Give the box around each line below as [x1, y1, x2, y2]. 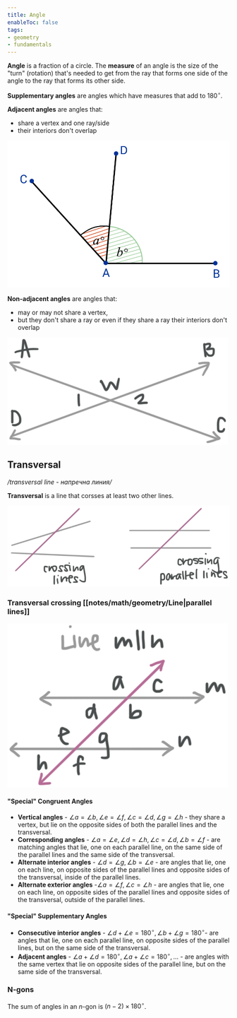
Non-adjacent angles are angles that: [7, 294, 118, 303]
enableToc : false [7, 18, 59, 26]
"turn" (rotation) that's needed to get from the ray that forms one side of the [7, 69, 228, 78]
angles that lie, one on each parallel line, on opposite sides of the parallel [17, 936, 230, 945]
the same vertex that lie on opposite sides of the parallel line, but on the [17, 959, 226, 968]
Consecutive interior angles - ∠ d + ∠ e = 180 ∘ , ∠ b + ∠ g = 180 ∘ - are [17, 928, 219, 937]
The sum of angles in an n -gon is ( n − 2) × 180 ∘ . [7, 1000, 147, 1010]
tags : [7, 26, 23, 33]
